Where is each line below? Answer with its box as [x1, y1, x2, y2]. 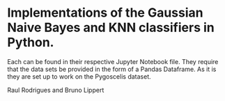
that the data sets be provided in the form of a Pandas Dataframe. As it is [7, 65, 217, 73]
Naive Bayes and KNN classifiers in [7, 20, 215, 36]
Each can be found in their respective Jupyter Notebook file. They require [7, 57, 219, 65]
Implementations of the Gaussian [7, 5, 203, 21]
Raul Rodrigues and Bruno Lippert [7, 86, 104, 94]
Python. [7, 35, 54, 50]
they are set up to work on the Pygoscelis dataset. [7, 72, 151, 81]
